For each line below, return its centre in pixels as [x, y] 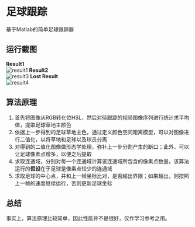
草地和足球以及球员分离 [79, 139]
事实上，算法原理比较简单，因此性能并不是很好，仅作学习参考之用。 [88, 218]
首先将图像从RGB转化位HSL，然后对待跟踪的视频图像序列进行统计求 [97, 117]
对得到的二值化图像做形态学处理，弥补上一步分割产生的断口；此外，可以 [102, 146]
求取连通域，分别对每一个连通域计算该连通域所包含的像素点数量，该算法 [102, 161]
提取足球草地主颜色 [48, 125]
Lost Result [44, 76]
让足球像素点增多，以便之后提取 [53, 154]
